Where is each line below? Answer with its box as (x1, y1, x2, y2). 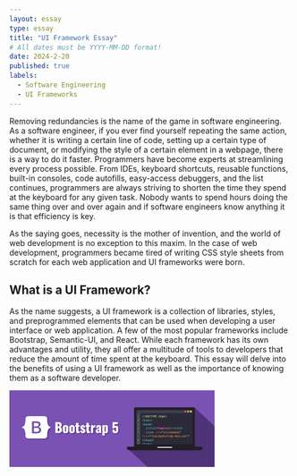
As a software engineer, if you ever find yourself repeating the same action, (9, 125, 288, 136)
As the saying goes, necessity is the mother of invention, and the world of (9, 228, 282, 239)
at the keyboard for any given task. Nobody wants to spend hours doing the (9, 191, 288, 202)
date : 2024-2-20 (9, 52, 70, 62)
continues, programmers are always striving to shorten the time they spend (9, 182, 287, 192)
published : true (9, 62, 70, 71)
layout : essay (9, 14, 63, 23)
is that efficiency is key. (9, 210, 96, 221)
